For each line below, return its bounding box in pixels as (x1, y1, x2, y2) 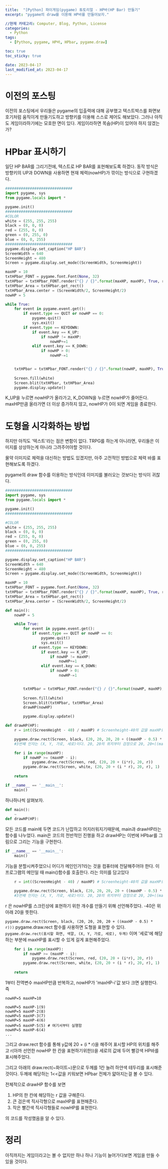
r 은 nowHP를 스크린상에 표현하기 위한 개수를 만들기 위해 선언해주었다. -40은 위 (5, 903, 161, 909)
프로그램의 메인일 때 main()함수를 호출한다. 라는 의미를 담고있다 (5, 869, 129, 875)
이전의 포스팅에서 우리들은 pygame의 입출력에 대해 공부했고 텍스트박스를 (5, 108, 147, 114)
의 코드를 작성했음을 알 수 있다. (5, 1115, 65, 1121)
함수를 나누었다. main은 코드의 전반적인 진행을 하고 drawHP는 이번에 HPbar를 (5, 833, 157, 839)
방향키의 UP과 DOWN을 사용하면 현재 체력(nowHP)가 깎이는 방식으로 (5, 170, 141, 176)
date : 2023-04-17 (5, 62, 41, 68)
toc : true (5, 49, 26, 54)
